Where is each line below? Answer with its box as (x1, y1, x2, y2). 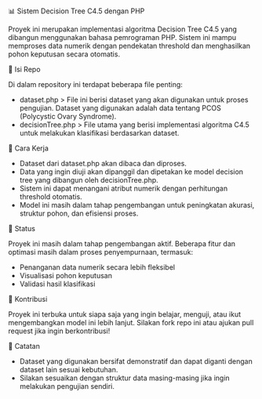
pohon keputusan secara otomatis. (8, 49, 120, 59)
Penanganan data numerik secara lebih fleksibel (19, 263, 175, 272)
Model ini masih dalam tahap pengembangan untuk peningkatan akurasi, (19, 201, 255, 209)
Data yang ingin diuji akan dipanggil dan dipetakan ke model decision (19, 167, 244, 176)
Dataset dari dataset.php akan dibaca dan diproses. (19, 159, 187, 168)
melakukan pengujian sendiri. (19, 382, 115, 390)
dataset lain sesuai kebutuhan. (19, 365, 118, 374)
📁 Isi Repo (8, 65, 41, 74)
